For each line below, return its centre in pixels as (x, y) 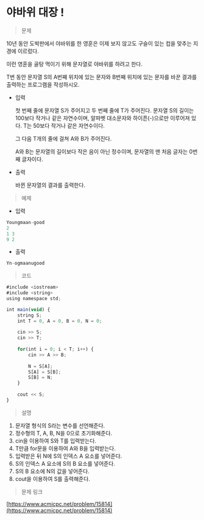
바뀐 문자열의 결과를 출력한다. (50, 185)
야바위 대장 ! (35, 12)
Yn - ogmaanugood (26, 263)
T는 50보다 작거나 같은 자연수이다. (64, 125)
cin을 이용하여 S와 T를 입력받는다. (55, 441)
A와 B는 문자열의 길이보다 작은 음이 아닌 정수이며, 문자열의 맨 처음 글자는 (101, 151)
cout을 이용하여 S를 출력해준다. (52, 479)
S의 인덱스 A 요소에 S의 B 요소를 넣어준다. (65, 463)
